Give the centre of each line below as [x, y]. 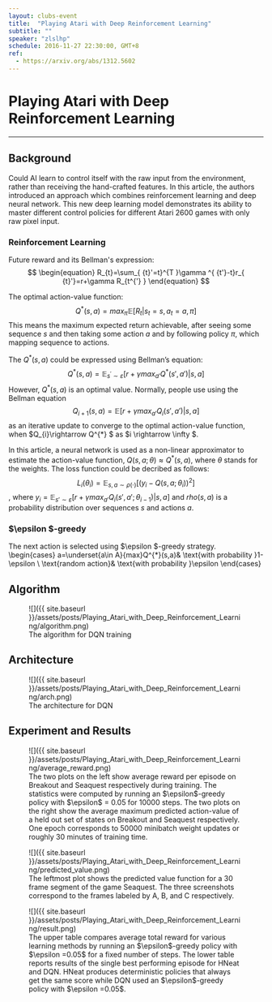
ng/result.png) [53, 928]
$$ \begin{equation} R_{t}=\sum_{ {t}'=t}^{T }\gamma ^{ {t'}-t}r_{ [136, 272]
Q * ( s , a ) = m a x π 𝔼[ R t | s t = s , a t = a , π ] [136, 311]
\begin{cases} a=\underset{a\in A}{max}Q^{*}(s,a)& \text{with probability [130, 555]
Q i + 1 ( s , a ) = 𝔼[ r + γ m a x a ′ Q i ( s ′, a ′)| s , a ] [136, 412]
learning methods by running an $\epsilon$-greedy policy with [133, 945]
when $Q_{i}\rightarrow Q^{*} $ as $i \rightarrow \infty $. [104, 434]
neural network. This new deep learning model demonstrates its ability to [130, 204]
